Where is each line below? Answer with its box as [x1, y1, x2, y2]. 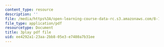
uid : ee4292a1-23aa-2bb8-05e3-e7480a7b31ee [5, 35, 95, 40]
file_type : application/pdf [5, 21, 62, 26]
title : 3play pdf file [5, 30, 51, 35]
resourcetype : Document [5, 25, 54, 30]
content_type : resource [5, 7, 54, 12]
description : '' [5, 12, 38, 17]
